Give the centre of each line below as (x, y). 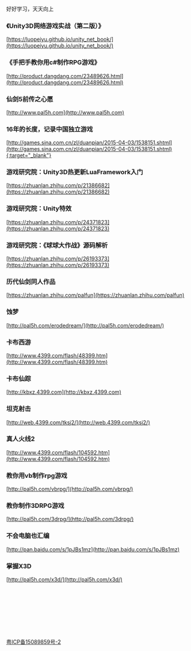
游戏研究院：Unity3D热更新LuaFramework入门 (74, 172)
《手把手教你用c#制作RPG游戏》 (53, 63)
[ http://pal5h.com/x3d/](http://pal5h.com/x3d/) (65, 579)
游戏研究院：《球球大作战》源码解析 (57, 245)
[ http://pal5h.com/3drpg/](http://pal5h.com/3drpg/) (70, 519)
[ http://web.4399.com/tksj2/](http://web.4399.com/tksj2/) (78, 422)
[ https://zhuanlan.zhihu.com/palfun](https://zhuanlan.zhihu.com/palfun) (95, 295)
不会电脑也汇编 (28, 536)
